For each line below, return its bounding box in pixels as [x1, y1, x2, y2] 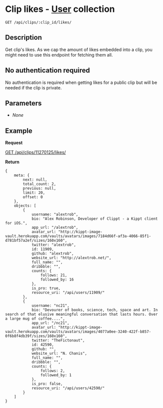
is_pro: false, [31, 381, 63, 387]
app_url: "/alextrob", [31, 225, 79, 230]
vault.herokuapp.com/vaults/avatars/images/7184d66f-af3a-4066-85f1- [5, 234, 152, 239]
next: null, [23, 177, 48, 182]
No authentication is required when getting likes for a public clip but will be [5, 79, 157, 85]
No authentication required [5, 66, 90, 75]
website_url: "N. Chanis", [31, 351, 87, 356]
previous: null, [23, 186, 56, 191]
